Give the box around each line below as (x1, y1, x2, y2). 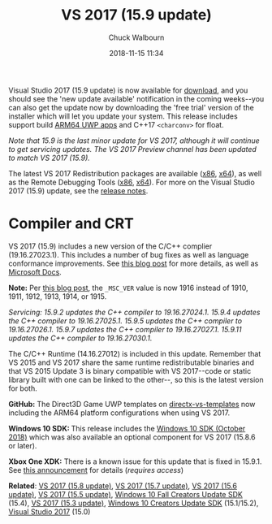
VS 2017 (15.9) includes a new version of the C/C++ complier (8, 241, 213, 251)
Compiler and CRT (8, 214, 134, 233)
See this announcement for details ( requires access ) (8, 465, 184, 474)
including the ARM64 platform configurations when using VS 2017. (8, 408, 230, 418)
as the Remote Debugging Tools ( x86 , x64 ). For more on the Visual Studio (8, 177, 256, 187)
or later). (8, 440, 37, 450)
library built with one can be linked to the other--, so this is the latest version (8, 375, 264, 384)
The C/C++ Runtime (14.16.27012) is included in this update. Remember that (8, 349, 261, 358)
